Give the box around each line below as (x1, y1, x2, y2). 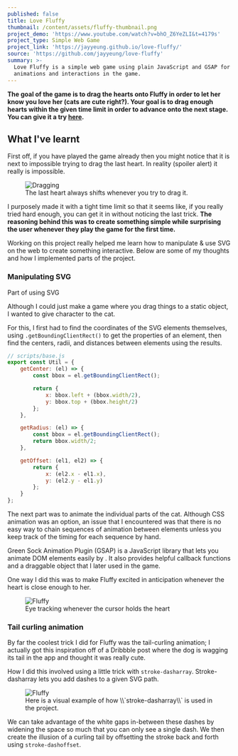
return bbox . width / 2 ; (33, 438, 97, 445)
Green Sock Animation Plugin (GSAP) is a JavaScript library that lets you (7, 546, 219, 555)
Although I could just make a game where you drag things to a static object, (7, 302, 229, 310)
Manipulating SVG (7, 272, 72, 282)
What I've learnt (7, 133, 80, 145)
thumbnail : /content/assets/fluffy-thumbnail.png (7, 24, 158, 31)
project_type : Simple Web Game (7, 37, 100, 44)
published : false (7, 10, 59, 18)
